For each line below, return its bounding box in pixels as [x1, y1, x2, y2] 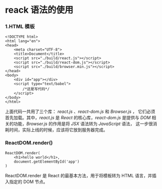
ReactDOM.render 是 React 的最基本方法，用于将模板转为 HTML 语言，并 [5, 172, 152, 178]
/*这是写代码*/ [22, 86, 50, 92]
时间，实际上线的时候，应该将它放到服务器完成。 [9, 127, 108, 133]
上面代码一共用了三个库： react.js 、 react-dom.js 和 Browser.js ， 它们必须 [5, 108, 155, 115]
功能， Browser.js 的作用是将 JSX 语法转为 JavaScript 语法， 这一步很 [13, 121, 153, 127]
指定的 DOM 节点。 [9, 179, 48, 185]
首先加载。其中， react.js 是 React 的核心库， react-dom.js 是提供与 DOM [5, 115, 151, 121]
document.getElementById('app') [14, 159, 80, 164]
